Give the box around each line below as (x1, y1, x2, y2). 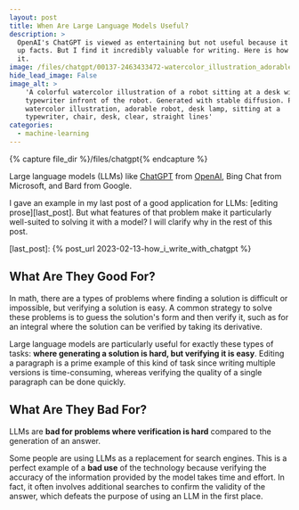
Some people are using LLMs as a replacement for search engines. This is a (9, 452, 287, 464)
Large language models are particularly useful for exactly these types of (9, 338, 274, 349)
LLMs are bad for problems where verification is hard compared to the (9, 425, 271, 437)
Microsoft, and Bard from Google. (9, 180, 132, 191)
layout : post (9, 12, 58, 22)
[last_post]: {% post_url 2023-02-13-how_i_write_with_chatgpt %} (9, 243, 252, 254)
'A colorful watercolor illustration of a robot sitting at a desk (25, 87, 280, 96)
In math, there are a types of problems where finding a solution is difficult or (9, 292, 288, 303)
